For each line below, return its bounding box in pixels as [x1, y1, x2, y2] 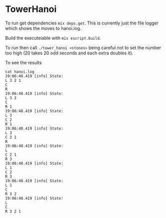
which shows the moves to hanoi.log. [5, 25, 81, 31]
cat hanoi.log [5, 69, 35, 74]
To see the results [5, 59, 42, 65]
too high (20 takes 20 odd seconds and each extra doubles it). [5, 50, 134, 56]
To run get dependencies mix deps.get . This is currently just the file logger [5, 20, 159, 26]
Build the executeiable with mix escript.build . [5, 35, 101, 41]
